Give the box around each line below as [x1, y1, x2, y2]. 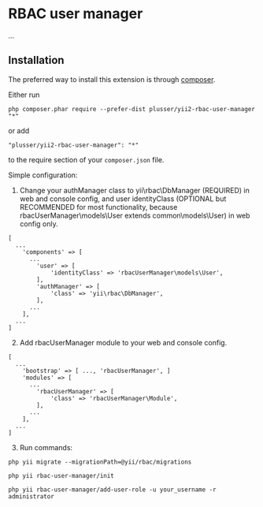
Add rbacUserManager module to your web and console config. [19, 337, 228, 347]
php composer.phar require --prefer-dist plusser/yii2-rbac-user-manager [8, 105, 256, 113]
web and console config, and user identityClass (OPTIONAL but [19, 194, 227, 203]
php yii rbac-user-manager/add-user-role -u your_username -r [8, 486, 217, 494]
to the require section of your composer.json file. [8, 155, 165, 164]
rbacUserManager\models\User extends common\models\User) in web [19, 211, 250, 220]
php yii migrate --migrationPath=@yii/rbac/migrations [8, 458, 192, 466]
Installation [8, 54, 65, 67]
